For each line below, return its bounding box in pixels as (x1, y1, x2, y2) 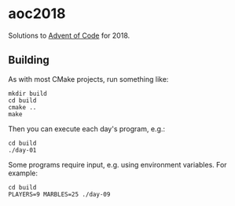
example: (8, 168, 38, 178)
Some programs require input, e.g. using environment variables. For (8, 160, 227, 169)
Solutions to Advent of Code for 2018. (8, 31, 130, 40)
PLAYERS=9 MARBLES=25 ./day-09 (8, 190, 111, 198)
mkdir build (8, 90, 47, 97)
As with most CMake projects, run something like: (8, 74, 169, 83)
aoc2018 (8, 5, 66, 23)
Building (8, 53, 50, 67)
